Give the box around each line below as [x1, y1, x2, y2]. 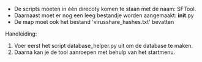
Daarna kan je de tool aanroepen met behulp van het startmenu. [13, 48, 176, 56]
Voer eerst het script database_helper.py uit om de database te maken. [13, 42, 193, 49]
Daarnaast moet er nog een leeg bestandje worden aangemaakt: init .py [13, 12, 194, 19]
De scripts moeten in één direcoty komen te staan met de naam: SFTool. [13, 6, 196, 12]
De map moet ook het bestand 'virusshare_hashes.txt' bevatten [13, 18, 174, 25]
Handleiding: [5, 30, 37, 37]
